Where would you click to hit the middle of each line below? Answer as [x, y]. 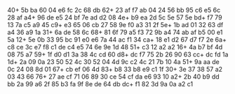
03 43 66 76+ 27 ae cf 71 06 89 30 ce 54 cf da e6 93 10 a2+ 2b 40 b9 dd [113, 77]
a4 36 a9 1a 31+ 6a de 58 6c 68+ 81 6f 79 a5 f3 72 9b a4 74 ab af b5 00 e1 [115, 32]
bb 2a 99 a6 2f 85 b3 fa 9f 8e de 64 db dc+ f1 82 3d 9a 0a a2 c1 [100, 84]
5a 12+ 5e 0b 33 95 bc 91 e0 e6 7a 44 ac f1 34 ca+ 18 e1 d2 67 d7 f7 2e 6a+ [117, 40]
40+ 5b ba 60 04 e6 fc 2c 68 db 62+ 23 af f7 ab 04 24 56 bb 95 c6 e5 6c [114, 10]
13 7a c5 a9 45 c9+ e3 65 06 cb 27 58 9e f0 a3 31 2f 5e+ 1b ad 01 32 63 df [115, 25]
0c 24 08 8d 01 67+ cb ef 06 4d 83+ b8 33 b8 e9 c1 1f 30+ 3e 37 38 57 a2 [115, 69]
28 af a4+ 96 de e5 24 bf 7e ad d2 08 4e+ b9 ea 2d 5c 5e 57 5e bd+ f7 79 [115, 17]
